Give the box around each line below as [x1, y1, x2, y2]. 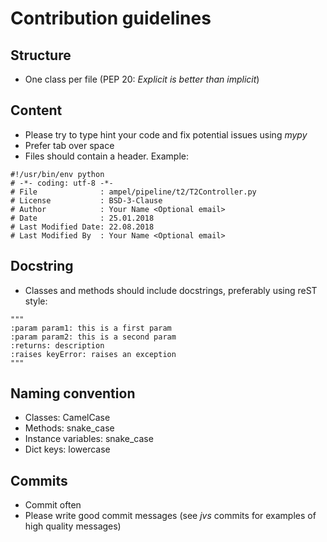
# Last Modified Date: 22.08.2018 [10, 222, 155, 232]
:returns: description [10, 340, 105, 351]
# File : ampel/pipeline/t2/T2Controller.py [10, 187, 257, 197]
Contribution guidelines [10, 7, 212, 30]
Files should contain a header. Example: [24, 150, 190, 162]
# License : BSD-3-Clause [10, 195, 163, 206]
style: [24, 295, 48, 307]
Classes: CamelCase [24, 412, 111, 424]
